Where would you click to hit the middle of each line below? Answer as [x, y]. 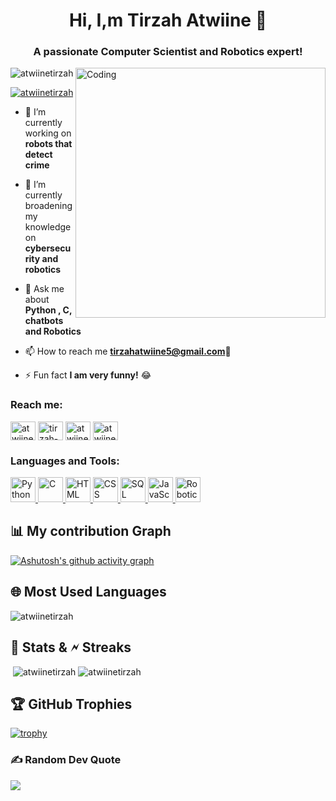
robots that [48, 144]
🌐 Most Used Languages [88, 592]
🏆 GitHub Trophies [71, 704]
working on [48, 133]
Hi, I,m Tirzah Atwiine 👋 [168, 20]
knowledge [48, 227]
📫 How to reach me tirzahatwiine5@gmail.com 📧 [128, 351]
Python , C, [48, 310]
